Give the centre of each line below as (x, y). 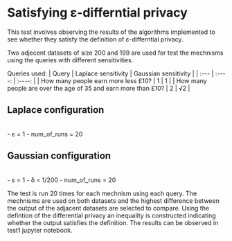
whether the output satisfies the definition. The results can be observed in (113, 222)
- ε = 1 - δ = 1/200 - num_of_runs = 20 (62, 180)
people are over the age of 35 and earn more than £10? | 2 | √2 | (99, 88)
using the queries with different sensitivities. (70, 60)
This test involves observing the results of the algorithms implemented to (111, 32)
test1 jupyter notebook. (40, 230)
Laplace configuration (56, 110)
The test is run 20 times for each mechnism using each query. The (102, 193)
